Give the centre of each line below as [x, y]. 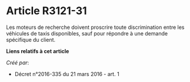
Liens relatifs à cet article [38, 51]
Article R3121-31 [46, 11]
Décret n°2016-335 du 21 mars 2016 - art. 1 [67, 74]
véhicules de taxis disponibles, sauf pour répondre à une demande [87, 33]
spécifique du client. [31, 40]
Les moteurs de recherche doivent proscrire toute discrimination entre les [95, 27]
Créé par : [18, 63]
